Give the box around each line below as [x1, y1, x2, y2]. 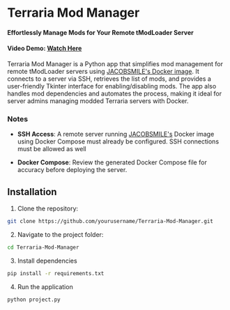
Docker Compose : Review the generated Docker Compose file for [17, 158, 207, 166]
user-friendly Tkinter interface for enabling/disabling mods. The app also [7, 82, 217, 90]
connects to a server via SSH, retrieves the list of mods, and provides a [7, 75, 211, 83]
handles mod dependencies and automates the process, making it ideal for [7, 89, 222, 98]
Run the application [17, 282, 73, 290]
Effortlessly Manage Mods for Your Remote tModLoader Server [7, 28, 194, 36]
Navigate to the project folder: [17, 230, 104, 238]
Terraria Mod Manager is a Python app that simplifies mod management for [7, 59, 223, 68]
